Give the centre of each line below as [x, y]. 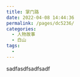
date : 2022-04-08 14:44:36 [40, 18]
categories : [21, 29]
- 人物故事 [24, 35]
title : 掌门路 [23, 12]
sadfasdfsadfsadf [28, 69]
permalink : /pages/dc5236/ [40, 23]
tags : [13, 46]
